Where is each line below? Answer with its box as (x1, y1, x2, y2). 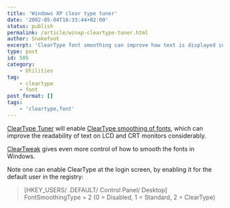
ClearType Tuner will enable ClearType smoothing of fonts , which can (7, 124, 203, 132)
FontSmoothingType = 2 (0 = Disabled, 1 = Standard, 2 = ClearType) (23, 193, 216, 201)
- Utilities (19, 67, 53, 74)
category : (7, 61, 36, 68)
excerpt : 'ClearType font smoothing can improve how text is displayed (7, 42, 216, 49)
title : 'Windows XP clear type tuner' (7, 10, 118, 17)
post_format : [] (7, 93, 53, 100)
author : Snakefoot (7, 36, 60, 42)
